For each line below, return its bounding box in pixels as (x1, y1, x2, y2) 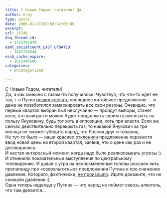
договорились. (5, 145, 37, 150)
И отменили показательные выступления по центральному (5, 155, 132, 161)
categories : (5, 63, 30, 68)
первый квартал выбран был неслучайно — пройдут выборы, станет (5, 107, 152, 113)
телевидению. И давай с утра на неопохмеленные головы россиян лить (5, 161, 160, 166)
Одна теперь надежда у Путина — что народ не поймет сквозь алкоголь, (5, 182, 162, 188)
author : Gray (5, 12, 32, 17)
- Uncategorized (9, 68, 43, 73)
